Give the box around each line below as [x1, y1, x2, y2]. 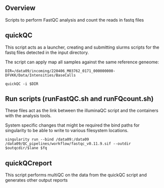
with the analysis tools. [5, 113, 52, 119]
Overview [5, 4, 36, 12]
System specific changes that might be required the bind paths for [5, 122, 140, 128]
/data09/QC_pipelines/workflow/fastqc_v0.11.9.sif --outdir [5, 141, 131, 146]
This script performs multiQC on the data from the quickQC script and [5, 172, 147, 178]
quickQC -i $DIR [5, 81, 38, 86]
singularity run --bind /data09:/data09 [5, 137, 90, 142]
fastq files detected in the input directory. [5, 49, 89, 55]
